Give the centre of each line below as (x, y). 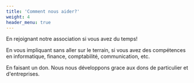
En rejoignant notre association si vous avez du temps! (72, 39)
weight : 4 (18, 17)
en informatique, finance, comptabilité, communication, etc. (78, 57)
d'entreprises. (23, 74)
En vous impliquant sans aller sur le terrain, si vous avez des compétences (96, 50)
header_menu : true (28, 22)
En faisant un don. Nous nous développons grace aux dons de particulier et (97, 68)
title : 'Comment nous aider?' (43, 11)
